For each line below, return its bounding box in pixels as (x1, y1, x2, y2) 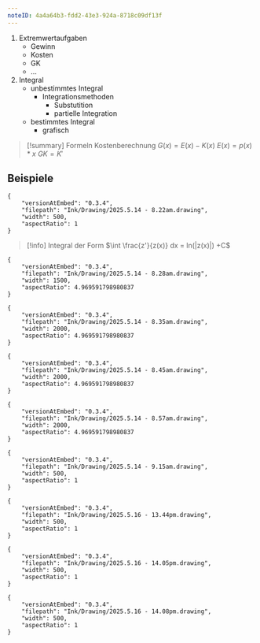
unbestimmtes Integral (30, 84, 104, 93)
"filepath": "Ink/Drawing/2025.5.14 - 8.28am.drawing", (21, 269, 209, 278)
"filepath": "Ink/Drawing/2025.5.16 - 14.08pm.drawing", (21, 608, 212, 615)
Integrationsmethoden (42, 91, 115, 101)
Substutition (53, 100, 93, 110)
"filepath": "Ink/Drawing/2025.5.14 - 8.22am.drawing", (21, 206, 209, 214)
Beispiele (7, 172, 54, 185)
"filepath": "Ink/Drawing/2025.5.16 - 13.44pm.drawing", (21, 511, 212, 519)
